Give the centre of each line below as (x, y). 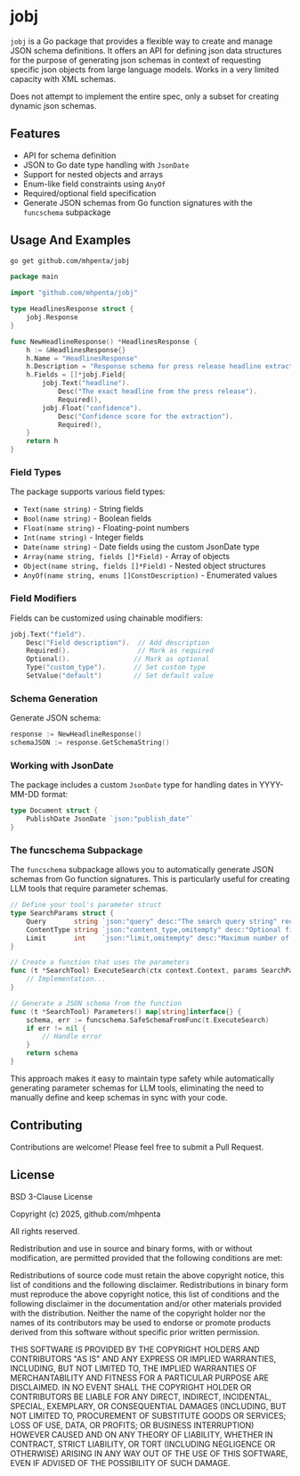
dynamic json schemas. (53, 105)
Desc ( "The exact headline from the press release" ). (157, 392)
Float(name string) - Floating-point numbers (106, 528)
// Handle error (72, 1036)
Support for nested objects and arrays (93, 174)
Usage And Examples (71, 240)
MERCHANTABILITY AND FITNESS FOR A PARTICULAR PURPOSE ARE (140, 1377)
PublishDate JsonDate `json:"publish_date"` (110, 819)
